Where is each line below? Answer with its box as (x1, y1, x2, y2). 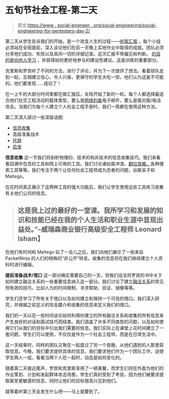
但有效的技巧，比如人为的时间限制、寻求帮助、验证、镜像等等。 (5, 284, 137, 290)
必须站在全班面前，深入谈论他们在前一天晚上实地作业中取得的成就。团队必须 (5, 44, 164, 50)
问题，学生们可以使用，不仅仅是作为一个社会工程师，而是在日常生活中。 (9, 331, 159, 337)
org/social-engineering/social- (93, 22, 157, 28)
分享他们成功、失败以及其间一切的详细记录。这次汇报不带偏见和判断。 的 (5, 51, 156, 57)
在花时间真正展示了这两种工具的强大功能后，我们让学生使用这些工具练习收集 (5, 184, 164, 190)
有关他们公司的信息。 (5, 190, 49, 196)
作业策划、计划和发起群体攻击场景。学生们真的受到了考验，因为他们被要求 (5, 371, 159, 377)
